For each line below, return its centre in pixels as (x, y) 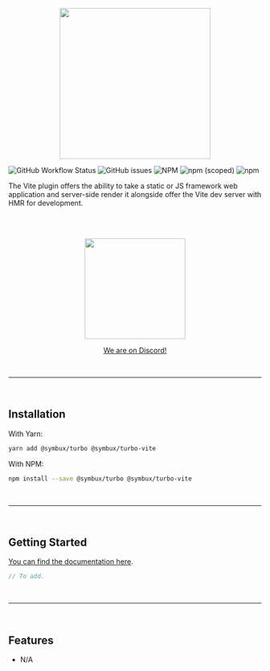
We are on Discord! (135, 350)
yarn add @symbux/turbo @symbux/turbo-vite (82, 448)
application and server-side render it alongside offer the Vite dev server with (135, 194)
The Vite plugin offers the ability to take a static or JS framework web (123, 186)
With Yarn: (26, 434)
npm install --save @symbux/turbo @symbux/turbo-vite (100, 479)
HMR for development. (46, 203)
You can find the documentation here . (71, 562)
